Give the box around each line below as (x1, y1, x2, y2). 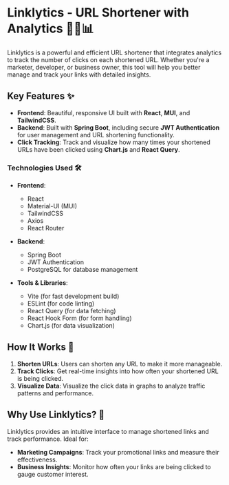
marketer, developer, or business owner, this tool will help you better (7, 63, 201, 71)
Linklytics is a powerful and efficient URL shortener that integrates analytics (7, 48, 222, 57)
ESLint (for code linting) (27, 299, 95, 308)
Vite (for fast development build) (27, 292, 120, 301)
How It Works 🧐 (7, 342, 74, 353)
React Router (27, 224, 65, 232)
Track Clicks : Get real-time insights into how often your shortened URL (17, 367, 219, 375)
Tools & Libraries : (17, 279, 68, 287)
